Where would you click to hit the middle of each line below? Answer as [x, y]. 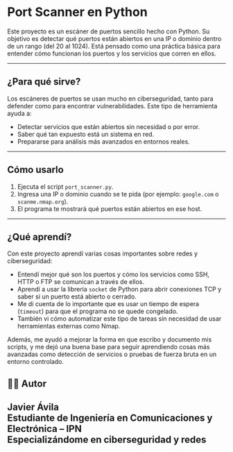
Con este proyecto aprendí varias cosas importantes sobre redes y [103, 253]
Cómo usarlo [35, 170]
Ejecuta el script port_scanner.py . [65, 186]
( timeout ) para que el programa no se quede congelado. [97, 311]
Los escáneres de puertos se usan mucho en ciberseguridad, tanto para [110, 99]
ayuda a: [20, 113]
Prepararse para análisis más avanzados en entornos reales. [104, 141]
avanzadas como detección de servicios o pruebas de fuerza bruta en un [112, 354]
